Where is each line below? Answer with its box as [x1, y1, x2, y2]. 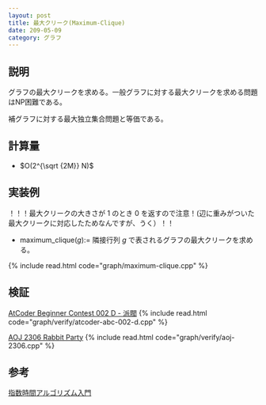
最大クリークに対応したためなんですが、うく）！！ [8, 218, 175, 228]
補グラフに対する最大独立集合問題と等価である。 [8, 114, 168, 123]
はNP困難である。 [8, 97, 67, 107]
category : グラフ [8, 33, 62, 42]
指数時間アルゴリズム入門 [8, 388, 92, 398]
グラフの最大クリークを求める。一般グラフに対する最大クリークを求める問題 [8, 88, 258, 97]
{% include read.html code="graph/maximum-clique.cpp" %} [8, 260, 208, 270]
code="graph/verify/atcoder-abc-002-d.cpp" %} [8, 317, 168, 327]
